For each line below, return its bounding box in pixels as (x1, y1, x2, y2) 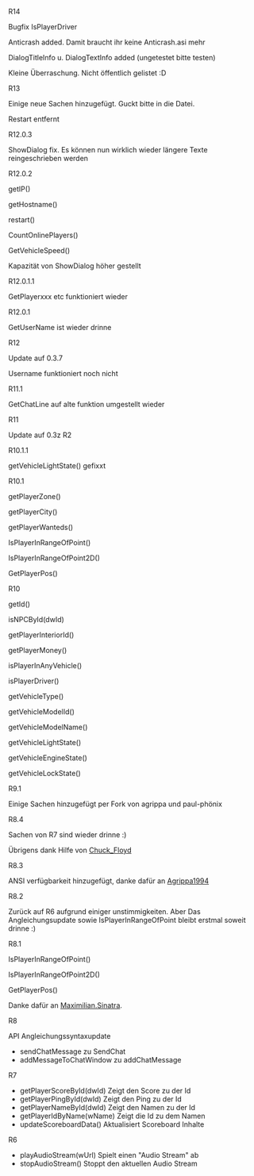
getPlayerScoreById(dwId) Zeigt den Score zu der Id (19, 1086, 191, 1095)
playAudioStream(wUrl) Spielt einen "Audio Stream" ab (19, 1151, 199, 1159)
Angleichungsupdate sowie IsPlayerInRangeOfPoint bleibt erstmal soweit (8, 916, 246, 924)
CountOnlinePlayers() (8, 230, 79, 240)
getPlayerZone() (8, 492, 61, 501)
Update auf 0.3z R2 (8, 430, 72, 440)
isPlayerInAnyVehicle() (8, 661, 83, 670)
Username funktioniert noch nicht (8, 369, 118, 378)
